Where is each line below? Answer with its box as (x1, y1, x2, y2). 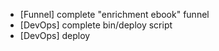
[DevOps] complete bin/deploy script (19, 19, 173, 31)
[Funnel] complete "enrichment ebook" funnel (19, 9, 210, 20)
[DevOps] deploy (19, 30, 91, 41)
